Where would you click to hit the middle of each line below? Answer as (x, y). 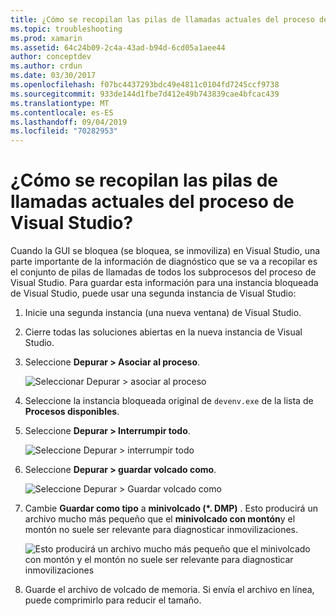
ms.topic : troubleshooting (66, 29)
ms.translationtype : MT (60, 103)
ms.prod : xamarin (46, 38)
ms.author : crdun (46, 66)
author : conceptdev (51, 57)
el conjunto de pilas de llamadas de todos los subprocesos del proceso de (163, 272)
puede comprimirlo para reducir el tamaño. (113, 600)
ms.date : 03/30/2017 (53, 76)
